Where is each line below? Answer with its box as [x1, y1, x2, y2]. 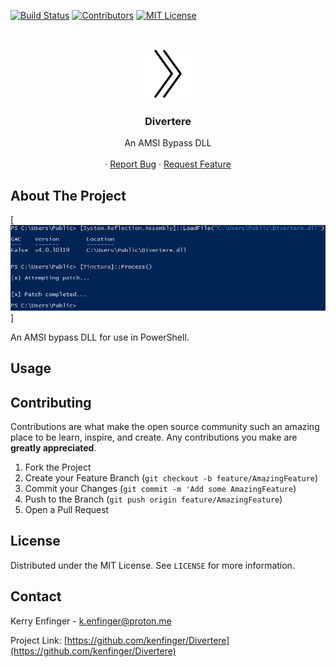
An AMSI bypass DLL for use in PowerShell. [10, 331, 190, 343]
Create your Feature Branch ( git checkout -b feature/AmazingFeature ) [24, 472, 319, 484]
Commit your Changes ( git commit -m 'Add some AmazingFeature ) [24, 483, 297, 495]
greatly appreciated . [10, 442, 97, 454]
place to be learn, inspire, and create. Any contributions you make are [10, 431, 298, 444]
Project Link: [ [10, 634, 68, 646]
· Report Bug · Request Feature [104, 158, 232, 170]
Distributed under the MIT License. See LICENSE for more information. [10, 559, 295, 571]
